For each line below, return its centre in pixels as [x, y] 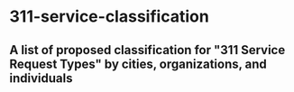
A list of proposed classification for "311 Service [147, 50]
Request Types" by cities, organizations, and [138, 64]
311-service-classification [109, 17]
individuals [41, 78]
